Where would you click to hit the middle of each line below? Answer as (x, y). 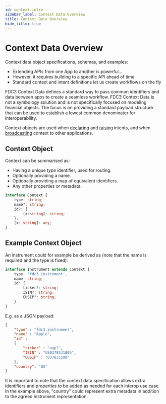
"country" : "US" (31, 366)
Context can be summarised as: (38, 161)
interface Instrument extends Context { (48, 269)
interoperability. (21, 118)
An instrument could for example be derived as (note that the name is (76, 255)
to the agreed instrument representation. (47, 397)
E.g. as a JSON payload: (30, 316)
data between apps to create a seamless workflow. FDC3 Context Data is (80, 97)
